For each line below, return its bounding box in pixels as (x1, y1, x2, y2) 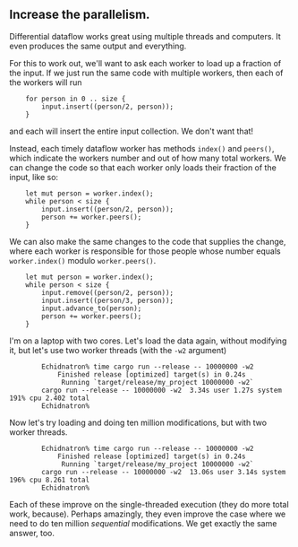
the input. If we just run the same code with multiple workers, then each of (9, 67, 284, 78)
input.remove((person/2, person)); (41, 288, 175, 297)
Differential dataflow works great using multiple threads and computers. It (9, 30, 282, 41)
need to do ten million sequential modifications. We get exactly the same (9, 517, 277, 528)
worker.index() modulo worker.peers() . (9, 255, 157, 265)
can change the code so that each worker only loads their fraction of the (9, 161, 277, 173)
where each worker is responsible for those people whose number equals (9, 246, 281, 256)
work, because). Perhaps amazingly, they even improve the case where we (9, 508, 286, 519)
